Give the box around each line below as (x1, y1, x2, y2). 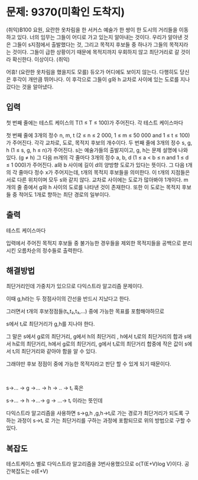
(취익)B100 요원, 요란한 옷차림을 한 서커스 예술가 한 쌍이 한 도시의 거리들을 (6, 26, 178, 33)
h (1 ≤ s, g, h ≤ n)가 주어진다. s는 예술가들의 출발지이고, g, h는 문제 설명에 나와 (6, 146, 188, 153)
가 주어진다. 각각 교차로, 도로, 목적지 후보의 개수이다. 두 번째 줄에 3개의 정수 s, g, (6, 139, 193, 146)
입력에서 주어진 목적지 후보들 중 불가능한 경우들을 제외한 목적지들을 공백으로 (6, 239, 181, 247)
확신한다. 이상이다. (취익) (12, 56, 70, 63)
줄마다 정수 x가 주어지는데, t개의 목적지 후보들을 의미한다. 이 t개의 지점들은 (18, 168, 190, 175)
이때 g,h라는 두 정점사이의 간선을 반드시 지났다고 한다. (6, 295, 131, 302)
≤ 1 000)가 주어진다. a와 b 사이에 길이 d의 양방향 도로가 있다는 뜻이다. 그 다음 (6, 161, 185, 168)
